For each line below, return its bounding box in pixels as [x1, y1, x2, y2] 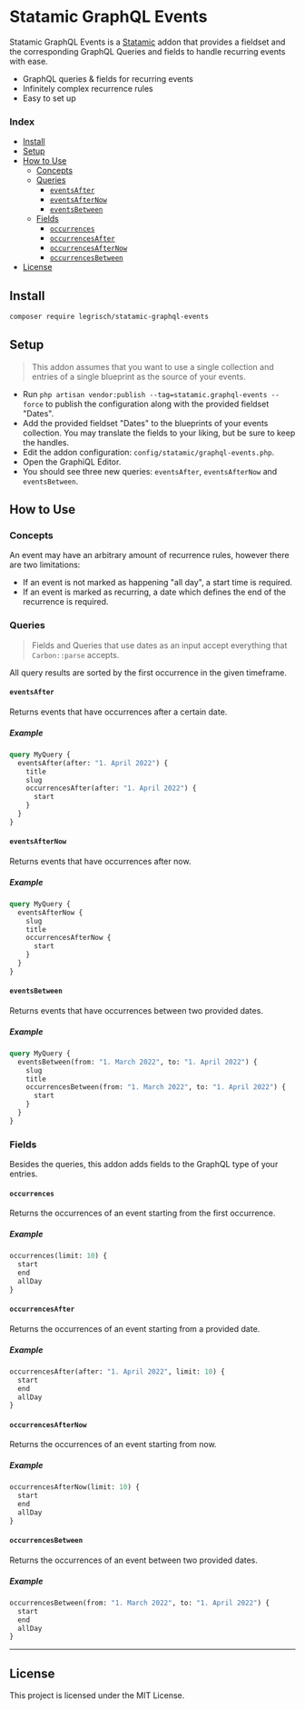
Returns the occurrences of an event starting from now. [9, 1439, 217, 1450]
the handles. [22, 436, 70, 447]
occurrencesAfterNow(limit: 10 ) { [9, 1483, 141, 1492]
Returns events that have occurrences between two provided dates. [9, 1005, 263, 1016]
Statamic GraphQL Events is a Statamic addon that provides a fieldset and [9, 36, 286, 47]
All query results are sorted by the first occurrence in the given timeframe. [9, 666, 288, 678]
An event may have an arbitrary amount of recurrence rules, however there [9, 550, 290, 561]
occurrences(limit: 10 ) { [9, 1252, 107, 1261]
